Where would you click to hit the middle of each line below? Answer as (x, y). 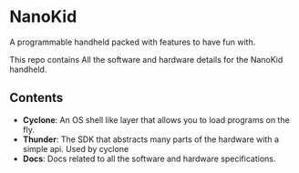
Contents (36, 98)
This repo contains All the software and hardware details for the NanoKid (146, 59)
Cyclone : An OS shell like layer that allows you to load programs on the (156, 119)
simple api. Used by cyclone (76, 148)
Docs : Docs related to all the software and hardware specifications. (149, 158)
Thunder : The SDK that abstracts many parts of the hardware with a (151, 139)
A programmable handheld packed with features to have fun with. (133, 42)
